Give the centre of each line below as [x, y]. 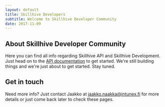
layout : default [22, 10]
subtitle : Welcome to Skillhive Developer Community [61, 19]
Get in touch [24, 82]
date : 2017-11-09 [23, 24]
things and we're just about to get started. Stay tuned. [60, 66]
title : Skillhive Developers [35, 14]
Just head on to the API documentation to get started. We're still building [80, 61]
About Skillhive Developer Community [66, 44]
